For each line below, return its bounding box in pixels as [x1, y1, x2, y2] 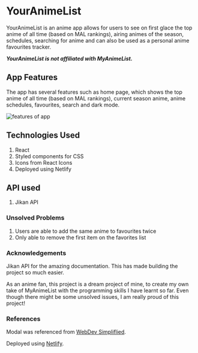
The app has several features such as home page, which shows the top [6, 88, 183, 96]
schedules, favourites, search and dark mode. [6, 101, 120, 108]
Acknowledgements [6, 248, 67, 257]
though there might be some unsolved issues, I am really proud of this [6, 293, 179, 300]
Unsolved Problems [6, 213, 65, 222]
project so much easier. [6, 269, 65, 276]
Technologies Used [6, 130, 80, 141]
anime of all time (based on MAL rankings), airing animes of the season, [6, 30, 184, 37]
